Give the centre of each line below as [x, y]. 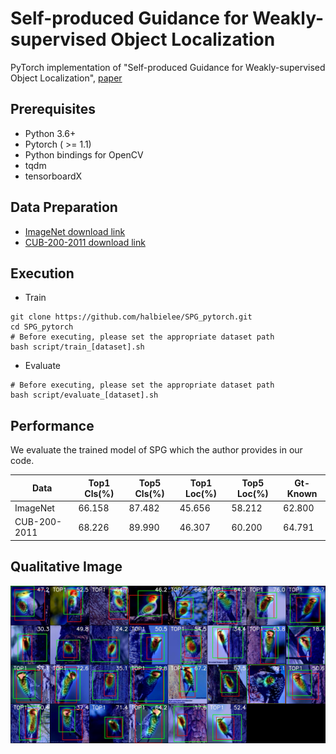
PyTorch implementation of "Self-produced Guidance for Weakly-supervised [168, 67]
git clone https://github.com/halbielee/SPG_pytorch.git [131, 317]
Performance [52, 425]
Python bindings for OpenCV [84, 154]
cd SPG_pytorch [42, 327]
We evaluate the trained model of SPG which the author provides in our [156, 450]
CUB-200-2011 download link [85, 242]
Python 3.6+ [50, 133]
